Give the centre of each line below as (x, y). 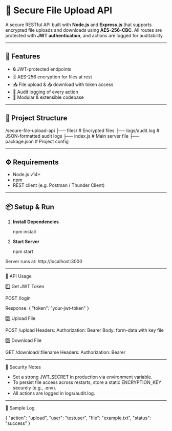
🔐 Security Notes (23, 367)
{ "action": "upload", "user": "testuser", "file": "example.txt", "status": (78, 418)
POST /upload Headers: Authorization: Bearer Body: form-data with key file (84, 330)
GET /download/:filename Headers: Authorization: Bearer (66, 352)
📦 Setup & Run (30, 207)
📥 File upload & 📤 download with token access (63, 84)
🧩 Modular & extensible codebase (48, 97)
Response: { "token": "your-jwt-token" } (47, 308)
